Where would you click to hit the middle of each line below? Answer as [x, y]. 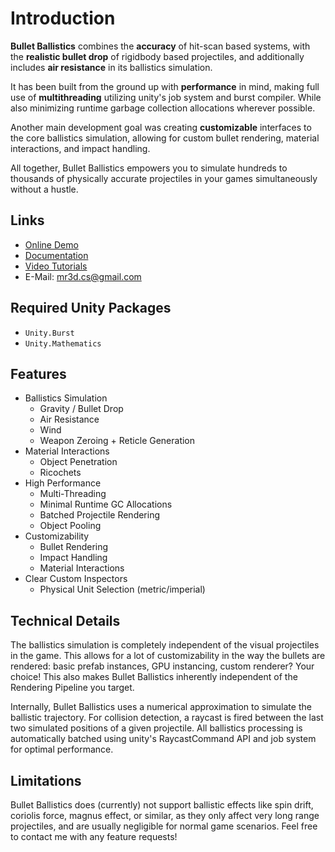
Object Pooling [70, 526]
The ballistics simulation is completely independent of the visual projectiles [165, 645]
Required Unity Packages [91, 308]
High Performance [63, 483]
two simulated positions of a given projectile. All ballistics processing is [156, 728]
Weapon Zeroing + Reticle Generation [117, 441]
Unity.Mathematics [63, 343]
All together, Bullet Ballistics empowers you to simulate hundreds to [149, 168]
